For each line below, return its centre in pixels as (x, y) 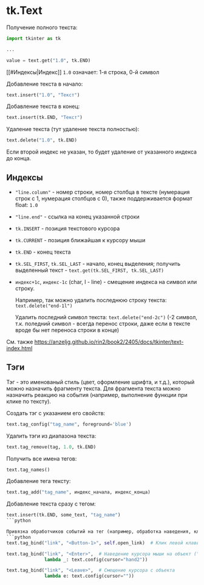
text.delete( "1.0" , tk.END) (42, 140)
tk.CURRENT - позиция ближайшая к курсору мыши (80, 240)
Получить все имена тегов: (42, 458)
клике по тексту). (29, 401)
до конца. (19, 158)
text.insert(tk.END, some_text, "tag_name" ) (63, 515)
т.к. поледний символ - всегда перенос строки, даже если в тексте (103, 323)
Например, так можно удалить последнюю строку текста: (91, 300)
